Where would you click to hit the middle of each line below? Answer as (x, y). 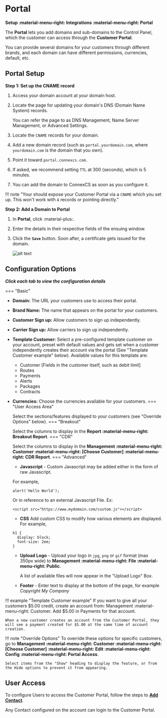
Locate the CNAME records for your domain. (56, 135)
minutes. (21, 175)
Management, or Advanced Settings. (50, 125)
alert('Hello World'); (36, 491)
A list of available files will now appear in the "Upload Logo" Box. (86, 575)
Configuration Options (41, 269)
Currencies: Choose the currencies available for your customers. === (84, 401)
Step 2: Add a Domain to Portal (37, 209)
